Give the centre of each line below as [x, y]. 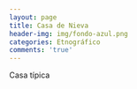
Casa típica [30, 75]
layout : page [33, 17]
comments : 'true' [41, 50]
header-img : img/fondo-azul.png [68, 33]
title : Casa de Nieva [49, 26]
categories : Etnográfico [55, 42]
